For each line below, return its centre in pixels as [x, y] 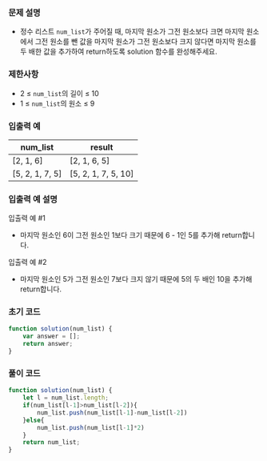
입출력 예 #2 [28, 263]
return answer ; [48, 344]
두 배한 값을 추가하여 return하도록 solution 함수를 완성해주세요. [118, 52]
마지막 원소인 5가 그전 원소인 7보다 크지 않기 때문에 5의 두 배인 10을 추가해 [136, 279]
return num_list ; [52, 443]
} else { [34, 420]
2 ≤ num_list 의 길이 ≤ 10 [60, 93]
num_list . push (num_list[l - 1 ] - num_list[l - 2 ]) [112, 413]
